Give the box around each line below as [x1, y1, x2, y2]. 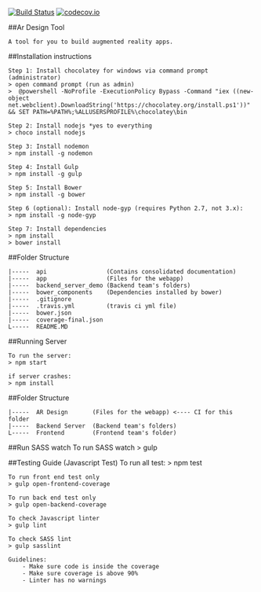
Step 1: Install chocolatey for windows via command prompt [8, 67, 209, 75]
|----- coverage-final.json [8, 316, 103, 324]
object [8, 94, 30, 102]
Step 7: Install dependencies [8, 225, 107, 233]
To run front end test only [8, 473, 100, 481]
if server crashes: [8, 373, 72, 381]
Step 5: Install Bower [8, 184, 82, 192]
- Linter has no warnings [22, 576, 107, 584]
